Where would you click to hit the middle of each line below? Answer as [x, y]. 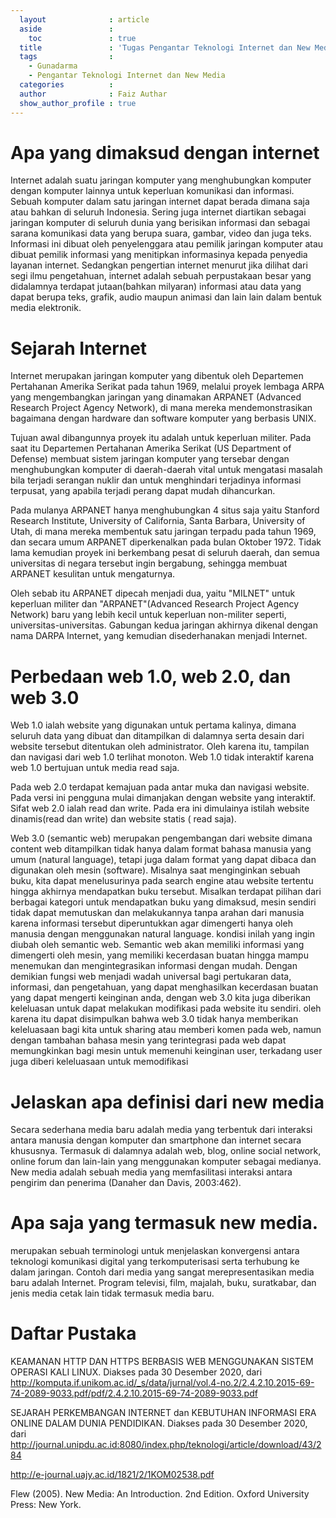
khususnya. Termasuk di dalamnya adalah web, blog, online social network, [166, 1151]
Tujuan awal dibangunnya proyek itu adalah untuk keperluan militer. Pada [161, 438]
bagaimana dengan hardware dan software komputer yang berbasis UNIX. [163, 418]
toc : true [82, 38]
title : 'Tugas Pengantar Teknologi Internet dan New [165, 47]
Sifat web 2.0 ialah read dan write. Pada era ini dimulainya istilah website [160, 808]
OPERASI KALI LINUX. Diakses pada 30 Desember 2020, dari [136, 1372]
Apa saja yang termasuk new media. [164, 1223]
